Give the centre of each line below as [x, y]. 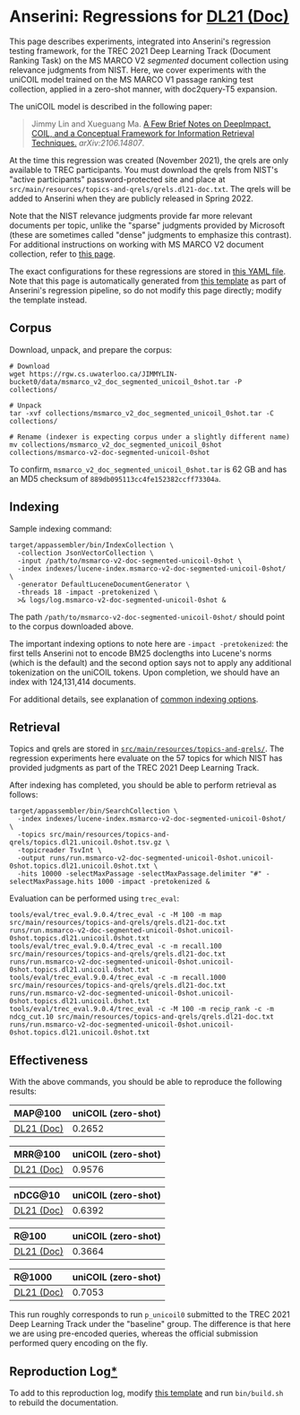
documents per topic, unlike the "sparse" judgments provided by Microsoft [147, 225]
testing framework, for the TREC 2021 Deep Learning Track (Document [140, 50]
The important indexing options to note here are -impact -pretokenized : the [149, 643]
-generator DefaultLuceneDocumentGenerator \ [104, 584]
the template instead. [48, 300]
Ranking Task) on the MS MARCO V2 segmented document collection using [149, 60]
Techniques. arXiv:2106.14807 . [88, 143]
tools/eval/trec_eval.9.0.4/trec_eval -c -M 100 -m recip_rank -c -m [142, 1009]
